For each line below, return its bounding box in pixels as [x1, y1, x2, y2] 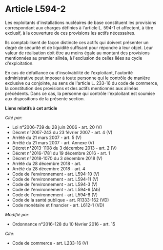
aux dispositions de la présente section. [5, 95, 85, 101]
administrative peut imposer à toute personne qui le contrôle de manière [5, 75, 150, 81]
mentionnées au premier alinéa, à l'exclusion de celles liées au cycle [5, 55, 143, 61]
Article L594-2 [5, 3, 66, 15]
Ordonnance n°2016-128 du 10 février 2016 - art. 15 [12, 221, 116, 227]
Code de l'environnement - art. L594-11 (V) [12, 176, 99, 182]
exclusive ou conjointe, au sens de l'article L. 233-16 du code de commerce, [5, 80, 159, 86]
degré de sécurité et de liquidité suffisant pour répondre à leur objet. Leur [5, 45, 153, 50]
